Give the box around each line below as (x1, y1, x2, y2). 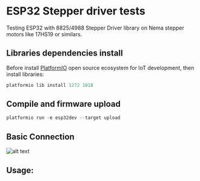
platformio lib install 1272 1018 (6, 82, 94, 88)
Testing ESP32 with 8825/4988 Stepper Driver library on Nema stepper (6, 24, 185, 31)
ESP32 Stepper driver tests (6, 4, 145, 18)
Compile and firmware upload (6, 99, 121, 109)
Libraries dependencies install (6, 48, 123, 59)
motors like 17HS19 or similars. (6, 30, 82, 37)
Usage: (6, 165, 35, 176)
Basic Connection (6, 132, 75, 142)
